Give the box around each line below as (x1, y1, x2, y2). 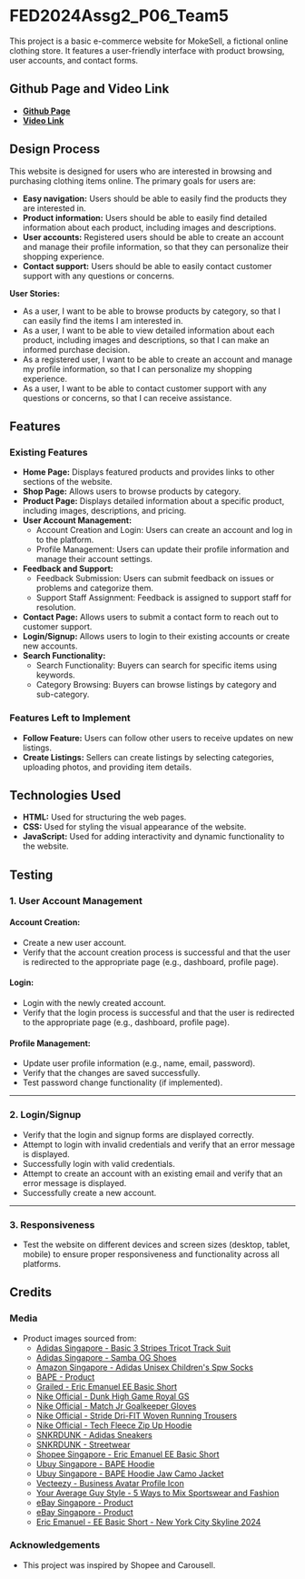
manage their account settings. (35, 554, 152, 565)
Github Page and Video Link (9, 81, 170, 96)
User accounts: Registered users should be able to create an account (22, 231, 284, 242)
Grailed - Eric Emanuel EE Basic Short (35, 1381, 177, 1392)
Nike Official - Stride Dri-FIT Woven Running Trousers (35, 1410, 238, 1421)
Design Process (9, 142, 101, 157)
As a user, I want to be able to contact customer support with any (22, 383, 268, 394)
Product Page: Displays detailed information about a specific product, (22, 496, 285, 507)
